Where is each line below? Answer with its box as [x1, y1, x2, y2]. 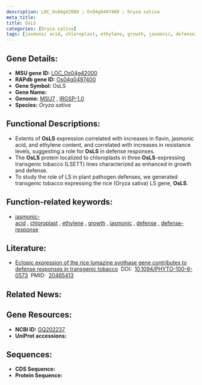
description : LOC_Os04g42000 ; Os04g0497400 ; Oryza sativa [6, 8, 161, 15]
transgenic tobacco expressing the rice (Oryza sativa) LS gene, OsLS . [14, 179, 188, 186]
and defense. [14, 167, 48, 174]
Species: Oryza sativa [14, 101, 71, 108]
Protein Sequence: [14, 372, 63, 379]
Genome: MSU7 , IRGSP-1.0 [14, 94, 84, 102]
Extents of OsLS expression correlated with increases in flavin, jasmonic [14, 135, 194, 142]
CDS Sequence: [14, 365, 56, 373]
